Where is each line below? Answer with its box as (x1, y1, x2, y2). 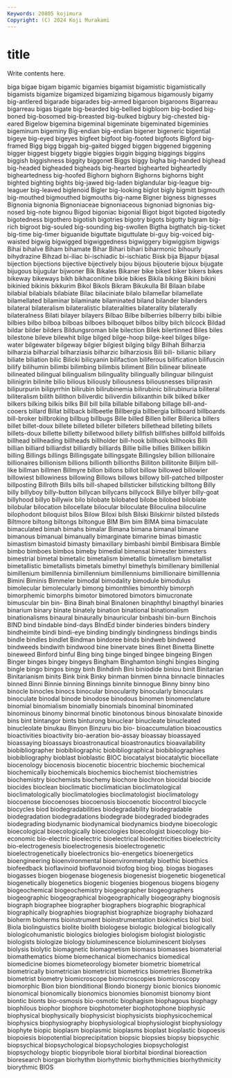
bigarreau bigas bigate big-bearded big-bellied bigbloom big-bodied (7, 105, 203, 113)
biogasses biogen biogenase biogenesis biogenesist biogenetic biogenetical (7, 871, 226, 880)
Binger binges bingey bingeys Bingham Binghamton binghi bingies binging (7, 658, 220, 666)
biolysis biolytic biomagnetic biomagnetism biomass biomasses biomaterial (7, 945, 222, 954)
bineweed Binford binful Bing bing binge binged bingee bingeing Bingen (7, 650, 213, 659)
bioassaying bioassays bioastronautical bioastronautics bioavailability (7, 739, 206, 747)
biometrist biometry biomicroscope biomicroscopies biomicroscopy (7, 975, 200, 983)
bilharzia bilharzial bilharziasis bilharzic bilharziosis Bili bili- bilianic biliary (7, 348, 216, 357)
